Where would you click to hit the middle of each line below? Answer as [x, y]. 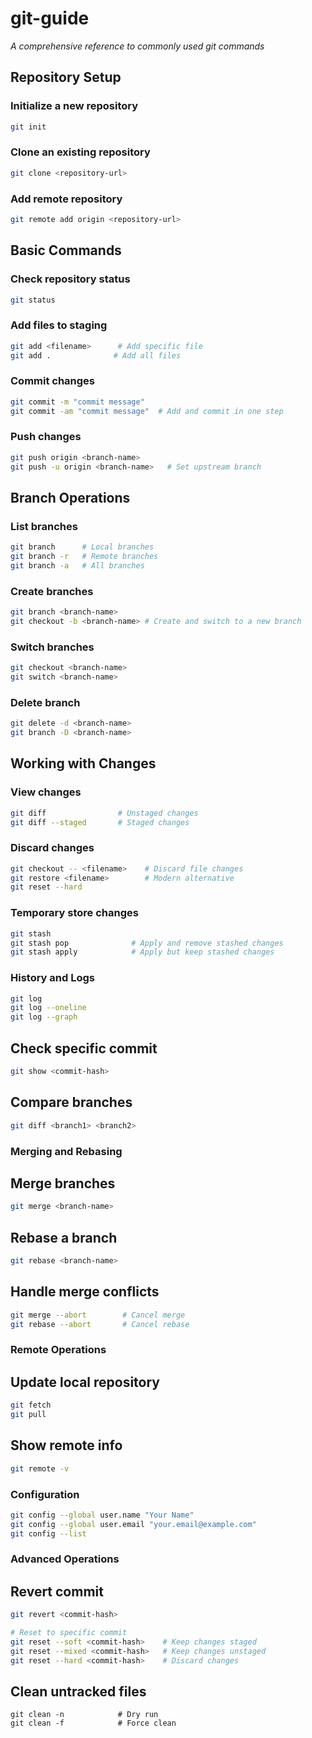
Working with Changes [83, 763]
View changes [46, 792]
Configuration [45, 1494]
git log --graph [44, 1017]
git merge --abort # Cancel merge [98, 1315]
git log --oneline [48, 1008]
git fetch [31, 1405]
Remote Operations [58, 1350]
